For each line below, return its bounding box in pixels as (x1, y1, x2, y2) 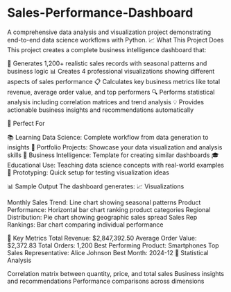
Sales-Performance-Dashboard (7, 5, 194, 21)
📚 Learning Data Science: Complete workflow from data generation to (7, 133, 209, 141)
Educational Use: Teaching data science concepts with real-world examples (7, 161, 224, 169)
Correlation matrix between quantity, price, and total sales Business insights (7, 269, 224, 277)
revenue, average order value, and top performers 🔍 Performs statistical (7, 88, 215, 96)
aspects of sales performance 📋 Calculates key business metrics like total (7, 77, 221, 86)
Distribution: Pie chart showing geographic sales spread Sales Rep (7, 213, 198, 221)
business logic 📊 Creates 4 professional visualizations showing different (7, 67, 215, 75)
